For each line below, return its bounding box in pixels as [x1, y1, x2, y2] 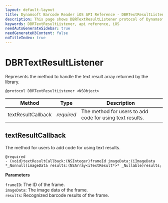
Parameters [5, 171, 30, 178]
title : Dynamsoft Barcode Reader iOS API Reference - [5, 12, 120, 17]
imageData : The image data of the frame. [5, 186, 88, 193]
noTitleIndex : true [5, 36, 46, 41]
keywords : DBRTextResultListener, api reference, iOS [5, 21, 120, 27]
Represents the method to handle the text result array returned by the [5, 73, 148, 79]
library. [5, 79, 20, 85]
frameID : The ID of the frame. [5, 181, 65, 187]
